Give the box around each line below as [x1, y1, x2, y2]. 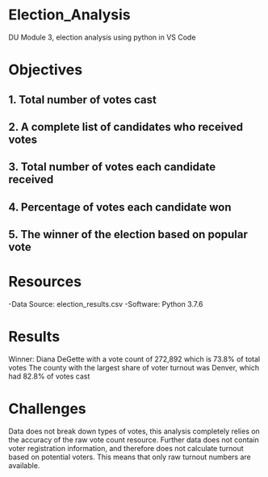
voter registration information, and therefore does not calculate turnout [8, 443, 244, 453]
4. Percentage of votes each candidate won [8, 200, 232, 214]
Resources [8, 273, 82, 291]
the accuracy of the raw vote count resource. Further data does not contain [8, 434, 260, 445]
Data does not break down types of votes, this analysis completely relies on [8, 426, 260, 436]
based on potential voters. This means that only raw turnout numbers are [8, 452, 252, 462]
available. [8, 460, 40, 470]
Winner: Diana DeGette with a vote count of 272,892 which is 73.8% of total [8, 354, 261, 364]
